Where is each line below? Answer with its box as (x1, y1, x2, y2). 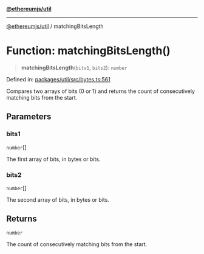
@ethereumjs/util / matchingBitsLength (6, 22, 104, 30)
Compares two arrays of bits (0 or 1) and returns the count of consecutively (6, 88, 195, 95)
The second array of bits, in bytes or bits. (6, 196, 109, 203)
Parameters (6, 112, 52, 122)
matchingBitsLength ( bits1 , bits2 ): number (21, 64, 127, 71)
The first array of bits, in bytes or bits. (6, 155, 101, 163)
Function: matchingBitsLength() (6, 44, 171, 58)
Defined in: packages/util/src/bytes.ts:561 (6, 75, 110, 83)
